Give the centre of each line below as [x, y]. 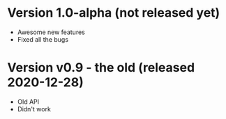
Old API [28, 102]
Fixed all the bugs [43, 39]
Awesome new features [51, 32]
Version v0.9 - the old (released [101, 68]
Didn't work [34, 109]
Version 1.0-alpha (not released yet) [114, 13]
